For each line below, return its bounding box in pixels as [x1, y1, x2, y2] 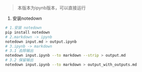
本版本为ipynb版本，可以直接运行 [17, 5, 86, 10]
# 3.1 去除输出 [5, 48, 34, 54]
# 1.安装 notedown [5, 25, 42, 30]
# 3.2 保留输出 [5, 58, 34, 63]
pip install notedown [5, 30, 50, 35]
